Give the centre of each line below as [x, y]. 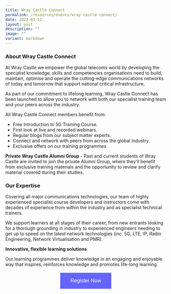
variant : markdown [25, 39]
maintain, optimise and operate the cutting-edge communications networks [85, 78]
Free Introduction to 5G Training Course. [55, 125]
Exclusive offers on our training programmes [59, 146]
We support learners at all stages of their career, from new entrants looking [84, 223]
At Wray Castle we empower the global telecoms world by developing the [82, 67]
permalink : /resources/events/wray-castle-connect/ [61, 15]
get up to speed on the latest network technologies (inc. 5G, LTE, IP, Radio [83, 234]
